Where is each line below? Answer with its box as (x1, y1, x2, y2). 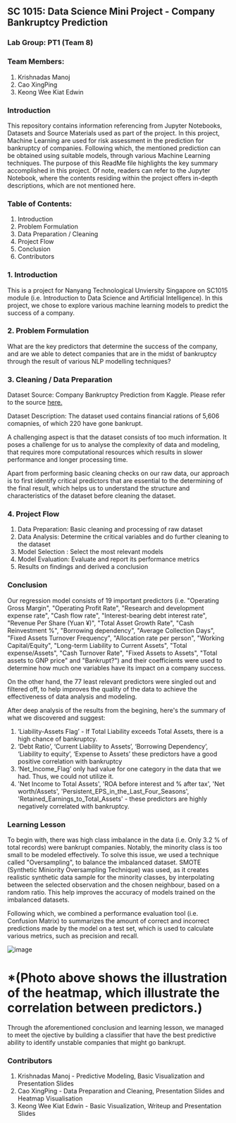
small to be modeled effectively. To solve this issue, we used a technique (7, 850, 219, 859)
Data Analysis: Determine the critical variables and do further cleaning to (17, 532, 229, 541)
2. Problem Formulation (7, 326, 89, 336)
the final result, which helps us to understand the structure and (7, 484, 190, 493)
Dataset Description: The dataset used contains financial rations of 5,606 (7, 412, 220, 420)
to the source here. (7, 398, 63, 407)
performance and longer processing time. (7, 455, 128, 464)
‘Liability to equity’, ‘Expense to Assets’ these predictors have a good (17, 749, 218, 758)
